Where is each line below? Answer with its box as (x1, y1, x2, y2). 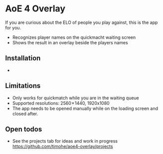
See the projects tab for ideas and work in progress (12, 138, 118, 144)
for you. (5, 24, 21, 30)
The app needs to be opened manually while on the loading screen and (12, 105, 158, 111)
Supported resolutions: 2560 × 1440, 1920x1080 (12, 100, 110, 106)
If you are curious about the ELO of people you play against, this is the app (5, 19, 158, 25)
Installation (5, 54, 41, 63)
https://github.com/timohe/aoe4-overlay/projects (12, 144, 113, 150)
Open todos (5, 125, 42, 133)
